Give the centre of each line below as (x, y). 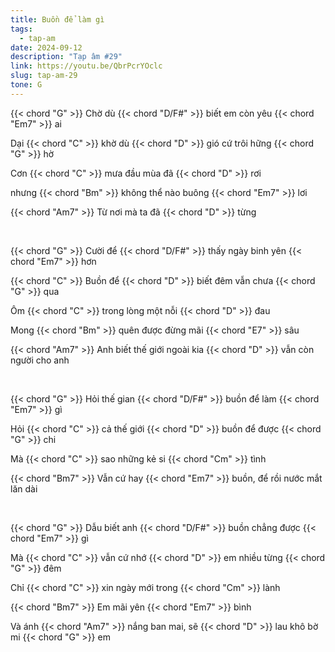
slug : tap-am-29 (44, 76)
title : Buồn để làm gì (57, 19)
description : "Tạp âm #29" (66, 57)
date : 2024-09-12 (46, 47)
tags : (21, 29)
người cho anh (40, 360)
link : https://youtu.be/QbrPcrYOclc (86, 66)
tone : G (26, 85)
